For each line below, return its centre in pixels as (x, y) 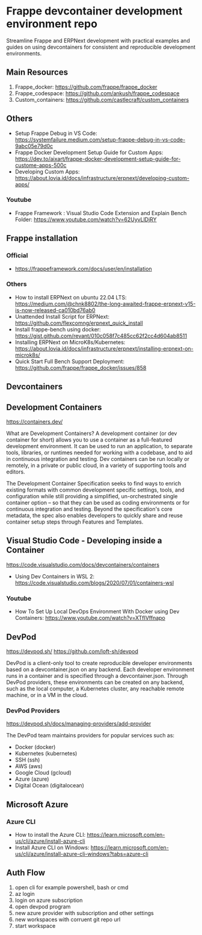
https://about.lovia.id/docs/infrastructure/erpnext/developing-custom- (102, 178)
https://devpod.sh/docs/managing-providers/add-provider (79, 724)
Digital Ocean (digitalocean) (49, 786)
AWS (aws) (29, 766)
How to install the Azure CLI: (50, 834)
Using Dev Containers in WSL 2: (55, 576)
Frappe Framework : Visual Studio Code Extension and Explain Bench (101, 213)
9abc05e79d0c (34, 146)
